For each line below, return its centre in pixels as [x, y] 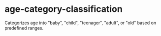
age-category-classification [64, 9]
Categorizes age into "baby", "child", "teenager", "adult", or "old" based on [80, 23]
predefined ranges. [24, 28]
